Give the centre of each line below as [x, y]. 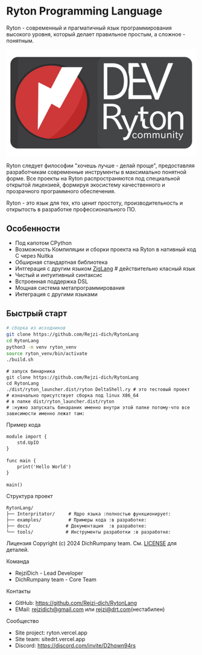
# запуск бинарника [31, 372]
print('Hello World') [44, 467]
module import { [27, 437]
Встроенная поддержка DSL [52, 281]
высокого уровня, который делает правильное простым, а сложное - [96, 34]
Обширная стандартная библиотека [61, 262]
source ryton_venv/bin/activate [47, 353]
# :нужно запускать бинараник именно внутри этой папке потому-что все [98, 408]
